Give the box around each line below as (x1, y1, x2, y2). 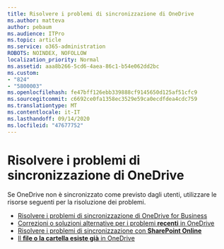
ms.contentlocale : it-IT (7, 109, 81, 116)
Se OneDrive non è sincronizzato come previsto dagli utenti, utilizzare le (7, 190, 217, 199)
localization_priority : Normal (7, 56, 100, 63)
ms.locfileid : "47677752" (7, 121, 83, 129)
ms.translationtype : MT (7, 102, 78, 109)
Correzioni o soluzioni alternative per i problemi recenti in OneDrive (17, 219, 215, 228)
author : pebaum (7, 23, 52, 30)
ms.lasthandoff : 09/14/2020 (7, 115, 90, 122)
